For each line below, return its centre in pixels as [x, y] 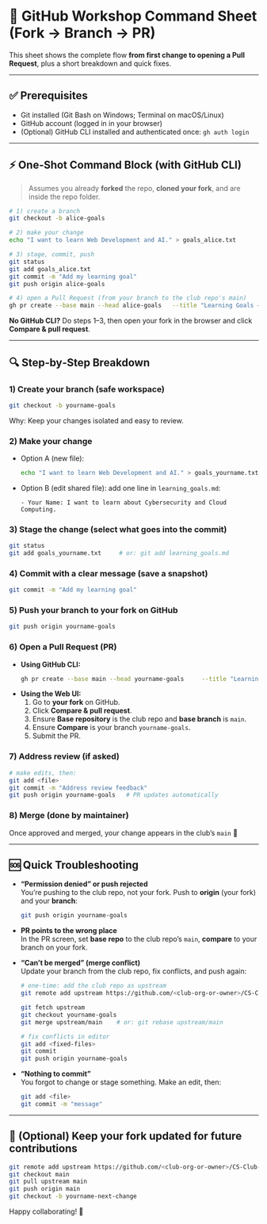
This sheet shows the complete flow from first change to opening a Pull [127, 55]
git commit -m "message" [61, 1104]
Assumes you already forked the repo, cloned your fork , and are [134, 188]
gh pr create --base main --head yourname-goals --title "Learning [141, 679]
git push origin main [45, 1189]
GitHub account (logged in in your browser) [92, 123]
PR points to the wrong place [69, 931]
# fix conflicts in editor [65, 1037]
